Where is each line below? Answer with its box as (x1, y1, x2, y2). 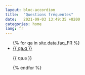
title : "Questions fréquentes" (5, 12, 73, 17)
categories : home (5, 21, 42, 27)
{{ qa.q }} (12, 45, 32, 51)
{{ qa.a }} (12, 55, 32, 61)
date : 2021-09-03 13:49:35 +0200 (5, 17, 80, 22)
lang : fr (5, 26, 24, 31)
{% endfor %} (12, 65, 42, 71)
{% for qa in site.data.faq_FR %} (12, 40, 80, 46)
